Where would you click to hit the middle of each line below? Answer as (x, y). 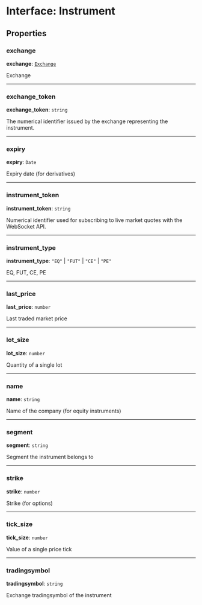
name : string (23, 399)
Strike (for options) (29, 503)
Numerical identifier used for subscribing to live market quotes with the (94, 220)
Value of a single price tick (39, 549)
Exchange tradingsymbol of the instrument (59, 595)
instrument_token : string (38, 208)
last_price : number (29, 307)
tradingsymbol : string (35, 584)
